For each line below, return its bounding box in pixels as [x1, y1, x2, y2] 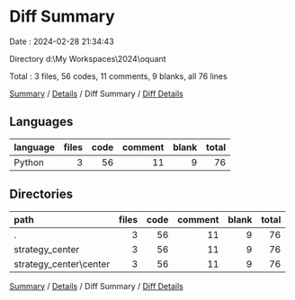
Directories [9, 187, 74, 202]
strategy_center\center [13, 258, 111, 270]
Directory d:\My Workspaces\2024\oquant [9, 53, 166, 64]
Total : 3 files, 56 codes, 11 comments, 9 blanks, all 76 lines [9, 70, 228, 82]
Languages [9, 114, 74, 129]
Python [13, 155, 45, 168]
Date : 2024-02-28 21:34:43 [9, 36, 114, 47]
